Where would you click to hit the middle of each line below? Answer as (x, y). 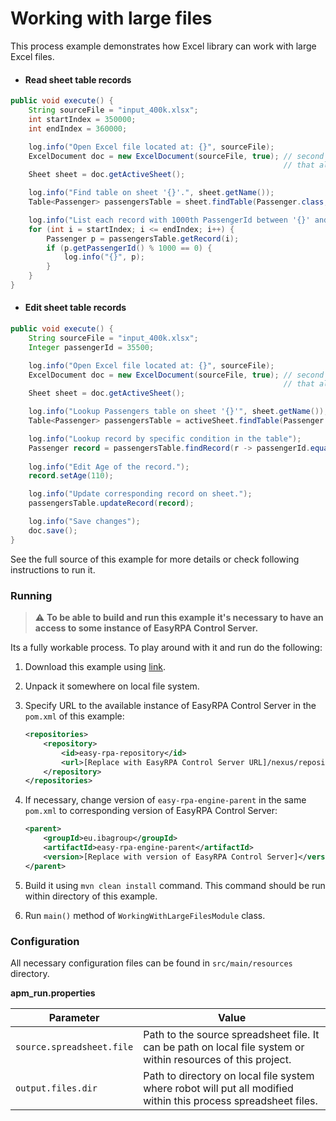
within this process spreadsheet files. (230, 1100)
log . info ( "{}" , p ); (104, 257)
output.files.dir (56, 1088)
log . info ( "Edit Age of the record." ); (109, 467)
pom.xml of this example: (74, 716)
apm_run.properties (53, 993)
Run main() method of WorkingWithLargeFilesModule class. (145, 915)
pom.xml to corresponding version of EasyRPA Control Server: (151, 811)
